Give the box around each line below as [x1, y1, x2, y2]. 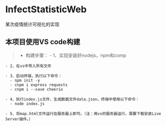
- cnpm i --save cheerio [10, 87, 63, 92]
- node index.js [10, 101, 45, 106]
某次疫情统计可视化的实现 [5, 21, 60, 27]
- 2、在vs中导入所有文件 [5, 63, 51, 69]
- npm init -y [10, 78, 40, 83]
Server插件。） [5, 116, 33, 121]
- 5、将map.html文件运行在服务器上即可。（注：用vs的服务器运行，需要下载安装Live [5, 111, 161, 116]
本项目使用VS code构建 [5, 37, 81, 47]
